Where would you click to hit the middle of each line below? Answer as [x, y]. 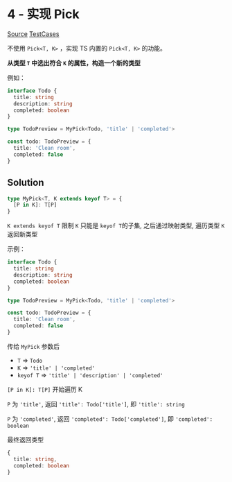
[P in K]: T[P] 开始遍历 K [45, 389]
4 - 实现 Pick [43, 14]
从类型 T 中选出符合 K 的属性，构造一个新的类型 [74, 62]
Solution [26, 183]
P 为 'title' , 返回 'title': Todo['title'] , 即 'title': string [96, 404]
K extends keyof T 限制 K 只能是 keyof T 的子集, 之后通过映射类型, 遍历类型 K [116, 225]
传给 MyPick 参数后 [34, 346]
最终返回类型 [25, 439]
